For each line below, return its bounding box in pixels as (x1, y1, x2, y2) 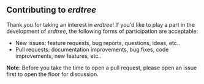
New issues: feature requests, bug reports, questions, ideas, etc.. (15, 39, 181, 46)
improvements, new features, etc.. (15, 52, 102, 60)
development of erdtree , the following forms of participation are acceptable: (6, 27, 198, 35)
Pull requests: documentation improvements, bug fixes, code (15, 46, 169, 53)
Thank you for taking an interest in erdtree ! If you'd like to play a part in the (6, 21, 195, 28)
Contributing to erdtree (6, 5, 97, 15)
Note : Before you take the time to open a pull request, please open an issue (6, 64, 197, 71)
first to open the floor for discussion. (6, 70, 99, 78)
